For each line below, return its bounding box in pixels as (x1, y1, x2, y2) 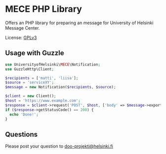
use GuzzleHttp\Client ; (5, 67, 54, 72)
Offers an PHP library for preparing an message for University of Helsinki (5, 20, 154, 26)
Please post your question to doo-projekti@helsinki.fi (5, 143, 114, 149)
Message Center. (5, 25, 40, 31)
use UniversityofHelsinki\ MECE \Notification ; (5, 62, 100, 67)
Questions (5, 130, 38, 139)
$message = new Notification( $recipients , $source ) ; (5, 85, 116, 90)
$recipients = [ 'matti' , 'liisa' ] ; (5, 76, 79, 80)
